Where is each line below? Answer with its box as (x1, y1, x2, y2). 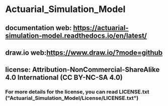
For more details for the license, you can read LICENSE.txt (5, 88, 149, 95)
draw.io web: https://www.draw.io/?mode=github (5, 48, 163, 57)
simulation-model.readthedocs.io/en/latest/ (5, 31, 147, 40)
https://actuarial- (72, 24, 129, 32)
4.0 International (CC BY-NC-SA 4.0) (5, 73, 123, 82)
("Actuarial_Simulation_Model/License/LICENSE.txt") (5, 94, 139, 101)
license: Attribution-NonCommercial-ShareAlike (5, 65, 160, 74)
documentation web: (5, 24, 72, 32)
